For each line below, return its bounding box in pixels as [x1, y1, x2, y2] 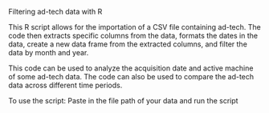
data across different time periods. [8, 80, 123, 90]
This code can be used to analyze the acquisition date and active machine [8, 63, 254, 73]
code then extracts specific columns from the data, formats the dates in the [8, 31, 259, 40]
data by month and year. [8, 48, 89, 57]
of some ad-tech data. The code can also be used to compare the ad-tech [8, 72, 255, 81]
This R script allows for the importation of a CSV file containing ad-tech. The [8, 22, 261, 31]
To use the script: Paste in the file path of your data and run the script [8, 96, 238, 105]
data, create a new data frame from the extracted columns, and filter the [8, 39, 247, 49]
